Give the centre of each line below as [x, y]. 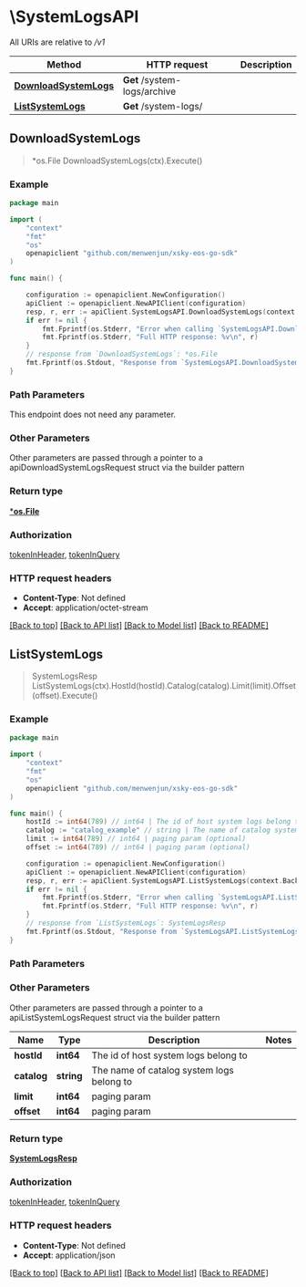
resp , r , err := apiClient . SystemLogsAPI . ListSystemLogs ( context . [154, 881]
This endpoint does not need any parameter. [92, 415]
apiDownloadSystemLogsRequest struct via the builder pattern [127, 468]
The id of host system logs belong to [169, 1055]
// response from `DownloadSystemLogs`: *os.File [122, 354]
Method [64, 64]
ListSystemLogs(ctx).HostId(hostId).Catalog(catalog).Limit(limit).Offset [163, 686]
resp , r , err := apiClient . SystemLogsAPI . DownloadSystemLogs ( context [161, 312]
